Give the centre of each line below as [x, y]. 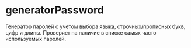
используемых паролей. [36, 39]
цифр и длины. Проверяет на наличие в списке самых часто [81, 32]
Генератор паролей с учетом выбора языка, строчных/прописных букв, [95, 26]
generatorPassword [55, 10]
